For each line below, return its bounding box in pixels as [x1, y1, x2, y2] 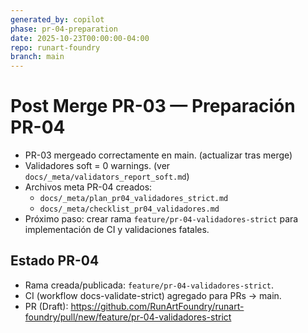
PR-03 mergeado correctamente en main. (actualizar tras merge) [24, 149, 293, 161]
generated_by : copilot [10, 14, 105, 25]
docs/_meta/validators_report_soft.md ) [24, 171, 190, 183]
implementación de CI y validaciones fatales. [24, 224, 210, 236]
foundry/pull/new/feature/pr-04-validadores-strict [24, 311, 232, 323]
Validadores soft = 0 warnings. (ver [24, 160, 171, 172]
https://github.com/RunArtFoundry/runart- [70, 300, 245, 312]
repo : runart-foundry [10, 42, 101, 53]
